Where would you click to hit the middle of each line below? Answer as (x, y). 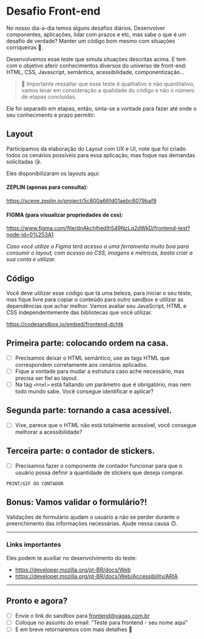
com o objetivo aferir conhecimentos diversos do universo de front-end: (97, 66)
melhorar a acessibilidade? (49, 432)
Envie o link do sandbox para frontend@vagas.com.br (82, 615)
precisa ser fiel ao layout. (47, 378)
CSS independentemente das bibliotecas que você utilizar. (79, 312)
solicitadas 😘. (24, 162)
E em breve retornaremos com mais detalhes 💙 (73, 629)
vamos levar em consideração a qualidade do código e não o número (108, 90)
